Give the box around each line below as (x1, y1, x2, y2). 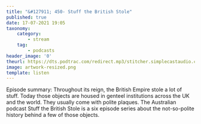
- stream (28, 36, 50, 42)
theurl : (6, 58, 26, 64)
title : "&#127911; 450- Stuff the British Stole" (6, 8, 133, 15)
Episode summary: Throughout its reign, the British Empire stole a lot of (6, 86, 182, 93)
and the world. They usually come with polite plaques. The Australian (6, 99, 176, 106)
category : (17, 31, 42, 37)
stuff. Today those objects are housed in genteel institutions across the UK (6, 92, 190, 100)
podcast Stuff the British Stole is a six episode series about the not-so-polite (6, 105, 194, 112)
